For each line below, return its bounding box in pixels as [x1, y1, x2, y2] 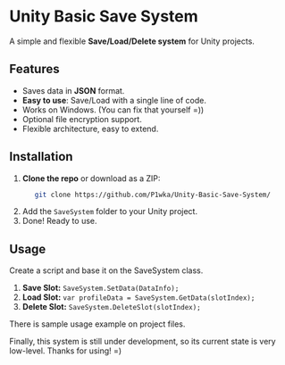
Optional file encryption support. [21, 113, 143, 124]
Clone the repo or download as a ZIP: [21, 172, 161, 184]
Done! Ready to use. [21, 216, 97, 227]
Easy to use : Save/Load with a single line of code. [21, 95, 207, 105]
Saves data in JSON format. [21, 85, 125, 95]
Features [9, 62, 60, 77]
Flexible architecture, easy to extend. [21, 123, 159, 134]
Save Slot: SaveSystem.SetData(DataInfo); [21, 283, 180, 294]
